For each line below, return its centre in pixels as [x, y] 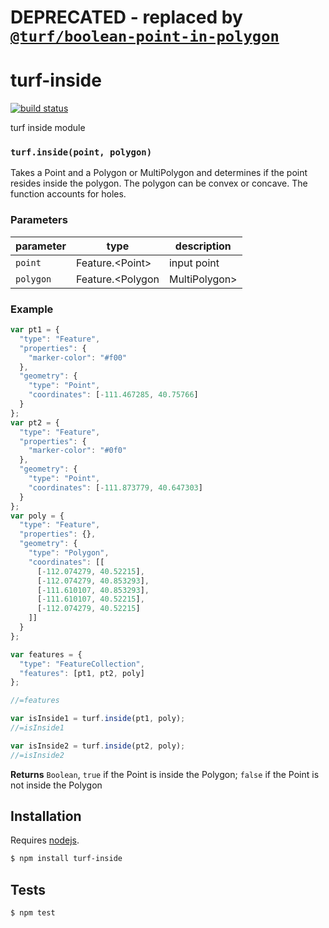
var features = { [46, 654]
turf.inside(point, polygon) [81, 152]
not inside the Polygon [56, 785]
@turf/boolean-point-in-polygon [145, 36]
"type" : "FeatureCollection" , [82, 664]
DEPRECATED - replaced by [126, 17]
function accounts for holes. [68, 194]
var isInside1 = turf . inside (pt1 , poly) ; [98, 719]
